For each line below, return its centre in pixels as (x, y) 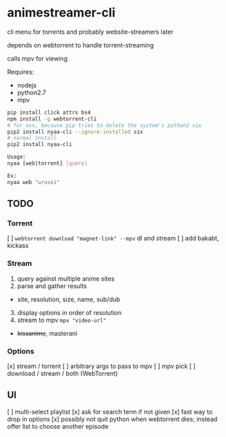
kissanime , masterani (47, 333)
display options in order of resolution (69, 312)
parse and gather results (52, 286)
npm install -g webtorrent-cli (52, 119)
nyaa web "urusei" (33, 182)
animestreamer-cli (61, 13)
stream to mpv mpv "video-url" (62, 320)
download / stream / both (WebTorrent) (63, 373)
